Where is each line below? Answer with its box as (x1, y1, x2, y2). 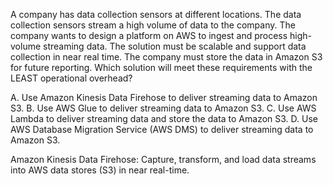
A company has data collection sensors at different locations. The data (10, 9, 302, 20)
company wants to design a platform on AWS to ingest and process (10, 30, 288, 41)
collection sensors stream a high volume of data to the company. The (10, 19, 296, 31)
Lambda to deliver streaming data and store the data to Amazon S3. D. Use (10, 113, 318, 124)
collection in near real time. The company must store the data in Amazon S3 (10, 51, 323, 63)
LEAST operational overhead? (10, 72, 133, 84)
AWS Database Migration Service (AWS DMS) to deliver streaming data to (10, 124, 314, 135)
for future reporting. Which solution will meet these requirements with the (10, 62, 313, 73)
